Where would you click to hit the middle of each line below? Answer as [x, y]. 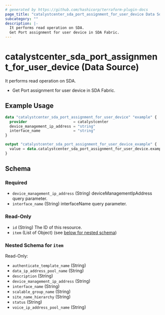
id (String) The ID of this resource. [47, 227]
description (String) [32, 276]
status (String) [27, 302]
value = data [23, 149]
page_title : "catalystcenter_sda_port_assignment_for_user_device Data [80, 14]
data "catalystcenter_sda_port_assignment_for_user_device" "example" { [81, 117]
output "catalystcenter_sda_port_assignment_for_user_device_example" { [81, 144]
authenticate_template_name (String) [49, 265]
